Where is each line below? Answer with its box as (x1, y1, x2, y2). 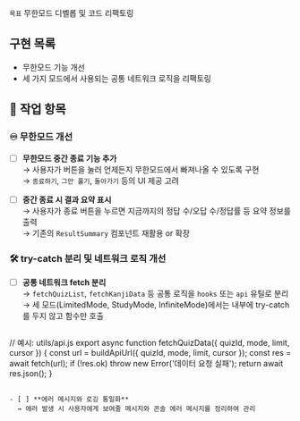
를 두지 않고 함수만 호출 (21, 310, 105, 321)
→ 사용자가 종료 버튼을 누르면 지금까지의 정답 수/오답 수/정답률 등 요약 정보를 (21, 205, 291, 216)
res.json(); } (9, 367, 53, 378)
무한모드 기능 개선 (21, 62, 85, 72)
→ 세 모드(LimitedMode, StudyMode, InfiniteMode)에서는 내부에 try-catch (21, 299, 290, 310)
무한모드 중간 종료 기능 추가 (21, 153, 117, 164)
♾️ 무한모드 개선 (9, 131, 73, 143)
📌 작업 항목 (9, 102, 67, 117)
